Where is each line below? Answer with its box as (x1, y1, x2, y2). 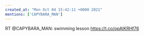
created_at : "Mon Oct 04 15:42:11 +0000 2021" (5, 7, 103, 12)
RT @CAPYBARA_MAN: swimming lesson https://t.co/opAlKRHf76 (5, 25, 140, 31)
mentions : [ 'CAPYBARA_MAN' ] (5, 12, 63, 17)
